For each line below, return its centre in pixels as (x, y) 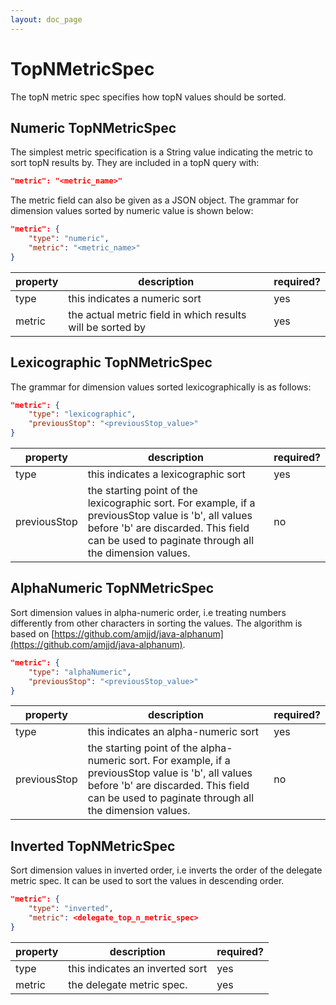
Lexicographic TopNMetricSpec (111, 362)
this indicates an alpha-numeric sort (173, 732)
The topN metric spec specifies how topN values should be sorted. (148, 97)
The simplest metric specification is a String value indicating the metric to (161, 152)
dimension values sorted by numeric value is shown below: (132, 211)
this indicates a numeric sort (135, 298)
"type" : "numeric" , (69, 239)
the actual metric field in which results (157, 314)
